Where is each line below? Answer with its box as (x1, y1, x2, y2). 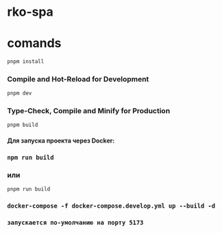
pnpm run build (7, 186, 51, 193)
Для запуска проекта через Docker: (7, 136, 115, 145)
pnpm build (7, 121, 38, 129)
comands (7, 36, 62, 51)
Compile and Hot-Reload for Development (7, 74, 149, 84)
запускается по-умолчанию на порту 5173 (7, 219, 144, 226)
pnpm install (7, 58, 45, 65)
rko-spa (7, 4, 53, 20)
